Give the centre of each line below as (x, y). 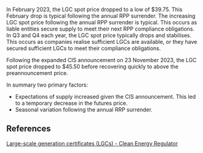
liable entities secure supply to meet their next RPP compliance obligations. (100, 29)
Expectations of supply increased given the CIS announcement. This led (105, 97)
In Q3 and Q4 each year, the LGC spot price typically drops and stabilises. (99, 35)
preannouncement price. (37, 73)
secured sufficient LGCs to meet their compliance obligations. (84, 48)
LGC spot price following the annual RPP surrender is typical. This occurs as (102, 22)
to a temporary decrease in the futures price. (71, 103)
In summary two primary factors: (47, 85)
